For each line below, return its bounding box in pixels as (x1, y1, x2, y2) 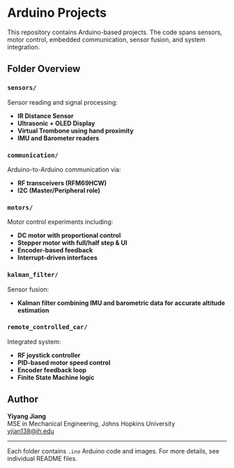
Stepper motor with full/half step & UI (17, 239, 127, 247)
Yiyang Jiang (7, 412, 47, 420)
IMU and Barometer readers (17, 134, 100, 142)
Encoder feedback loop (17, 365, 87, 374)
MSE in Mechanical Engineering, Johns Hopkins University (7, 419, 175, 428)
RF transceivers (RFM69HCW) (17, 179, 107, 187)
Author (7, 393, 38, 405)
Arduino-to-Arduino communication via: (7, 165, 121, 174)
